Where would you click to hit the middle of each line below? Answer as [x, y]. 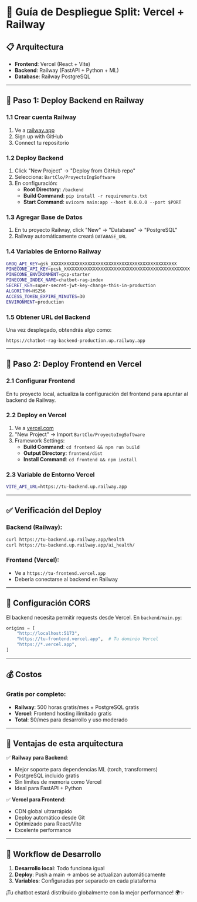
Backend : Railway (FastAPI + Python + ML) [67, 70]
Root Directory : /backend [53, 189]
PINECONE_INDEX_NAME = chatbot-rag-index [55, 280]
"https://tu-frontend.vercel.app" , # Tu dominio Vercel [88, 639]
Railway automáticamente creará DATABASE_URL [71, 236]
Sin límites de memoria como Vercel [58, 782]
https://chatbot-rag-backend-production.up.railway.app [76, 341]
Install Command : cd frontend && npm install [80, 459]
